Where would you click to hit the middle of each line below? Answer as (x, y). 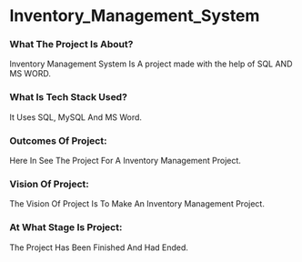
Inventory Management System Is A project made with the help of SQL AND (151, 64)
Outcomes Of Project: (58, 140)
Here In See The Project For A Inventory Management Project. (125, 161)
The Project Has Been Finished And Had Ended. (99, 247)
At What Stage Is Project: (66, 227)
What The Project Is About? (71, 45)
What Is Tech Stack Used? (68, 97)
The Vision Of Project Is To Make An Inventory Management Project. (137, 204)
